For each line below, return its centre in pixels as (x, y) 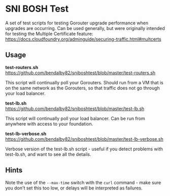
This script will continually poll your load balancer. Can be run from (75, 118)
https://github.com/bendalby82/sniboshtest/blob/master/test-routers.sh (80, 73)
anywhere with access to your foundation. (49, 124)
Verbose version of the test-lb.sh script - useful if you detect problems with (84, 149)
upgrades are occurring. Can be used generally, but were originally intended (85, 28)
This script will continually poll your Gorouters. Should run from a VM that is (84, 82)
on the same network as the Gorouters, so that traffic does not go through (82, 88)
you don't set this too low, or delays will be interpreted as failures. (74, 188)
